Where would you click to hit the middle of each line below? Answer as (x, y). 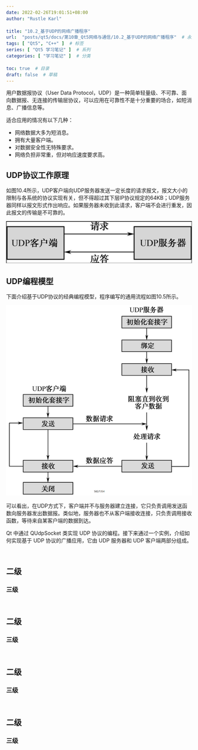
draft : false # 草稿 (32, 75)
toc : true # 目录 (28, 68)
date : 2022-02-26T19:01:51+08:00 (47, 12)
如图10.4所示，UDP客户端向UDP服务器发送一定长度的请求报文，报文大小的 (97, 190)
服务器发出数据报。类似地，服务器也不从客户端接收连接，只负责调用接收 (104, 514)
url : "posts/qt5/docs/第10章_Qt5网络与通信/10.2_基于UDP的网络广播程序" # (95, 37)
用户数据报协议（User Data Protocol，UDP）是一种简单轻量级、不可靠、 (94, 93)
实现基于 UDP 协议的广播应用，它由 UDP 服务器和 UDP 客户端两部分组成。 (102, 541)
